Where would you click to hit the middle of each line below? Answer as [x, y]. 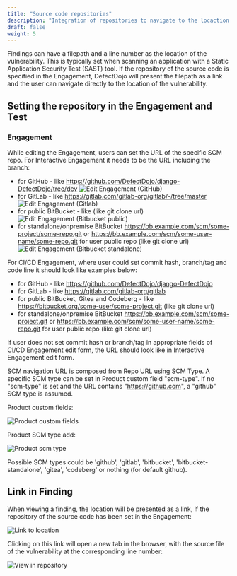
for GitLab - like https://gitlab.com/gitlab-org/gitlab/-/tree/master [112, 196]
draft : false [27, 27]
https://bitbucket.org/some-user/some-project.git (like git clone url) [116, 306]
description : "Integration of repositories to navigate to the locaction [118, 20]
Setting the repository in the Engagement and [110, 106]
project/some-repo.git [50, 233]
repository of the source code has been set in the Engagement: [100, 516]
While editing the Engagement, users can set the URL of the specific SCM [115, 152]
